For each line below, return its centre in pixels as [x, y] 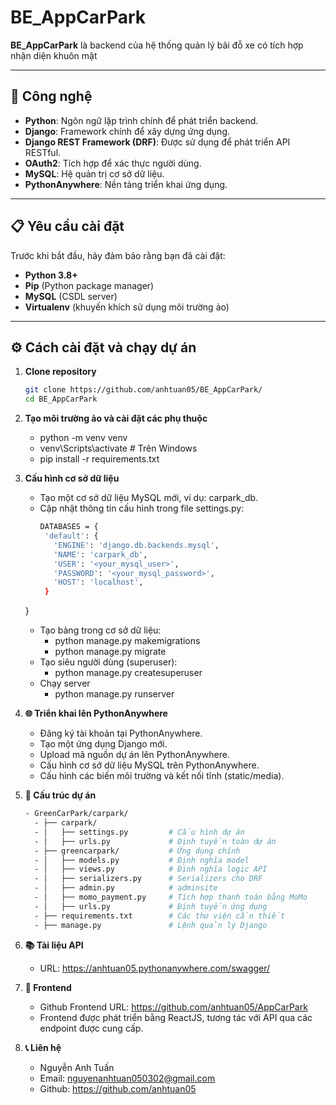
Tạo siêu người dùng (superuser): [108, 662]
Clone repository [60, 372]
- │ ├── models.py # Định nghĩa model [142, 860]
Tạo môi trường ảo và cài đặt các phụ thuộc [116, 418]
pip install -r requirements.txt [99, 459]
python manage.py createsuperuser [128, 673]
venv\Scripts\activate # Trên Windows [118, 448]
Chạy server [65, 683]
